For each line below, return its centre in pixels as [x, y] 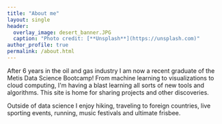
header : [18, 26]
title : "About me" [33, 13]
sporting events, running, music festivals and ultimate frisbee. [94, 112]
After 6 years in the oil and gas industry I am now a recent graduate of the [111, 71]
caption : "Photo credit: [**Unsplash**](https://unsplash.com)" [107, 39]
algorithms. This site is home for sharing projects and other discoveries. [108, 92]
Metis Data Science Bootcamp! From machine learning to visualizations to [111, 78]
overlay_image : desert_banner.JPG [62, 32]
